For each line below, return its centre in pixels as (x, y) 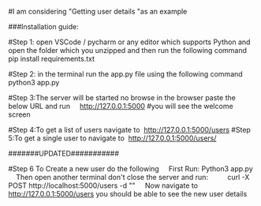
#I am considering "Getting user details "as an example (98, 11)
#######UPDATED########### (64, 154)
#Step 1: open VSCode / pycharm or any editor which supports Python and (129, 42)
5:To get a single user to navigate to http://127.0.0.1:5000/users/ (112, 138)
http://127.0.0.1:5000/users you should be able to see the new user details (128, 194)
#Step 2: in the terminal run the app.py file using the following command (125, 74)
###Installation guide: (43, 26)
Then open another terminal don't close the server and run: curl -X (132, 177)
